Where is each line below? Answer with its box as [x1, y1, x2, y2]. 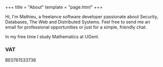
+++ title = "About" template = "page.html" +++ [5, 4, 103, 10]
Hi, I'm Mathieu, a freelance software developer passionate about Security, [5, 14, 159, 19]
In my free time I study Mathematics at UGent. [5, 34, 99, 39]
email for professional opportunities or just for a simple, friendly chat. [5, 24, 147, 30]
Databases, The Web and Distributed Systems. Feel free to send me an [5, 19, 150, 25]
